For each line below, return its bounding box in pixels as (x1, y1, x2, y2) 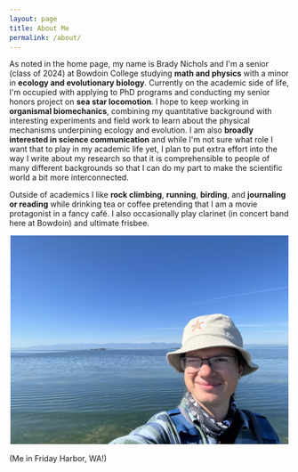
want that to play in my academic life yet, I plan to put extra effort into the (9, 143, 278, 155)
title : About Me (9, 23, 69, 33)
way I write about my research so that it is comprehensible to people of (9, 153, 270, 164)
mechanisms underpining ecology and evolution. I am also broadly (9, 125, 254, 135)
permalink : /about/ (9, 33, 82, 42)
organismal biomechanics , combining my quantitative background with (9, 106, 273, 117)
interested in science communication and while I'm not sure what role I (9, 134, 273, 145)
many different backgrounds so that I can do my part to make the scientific (9, 163, 283, 174)
